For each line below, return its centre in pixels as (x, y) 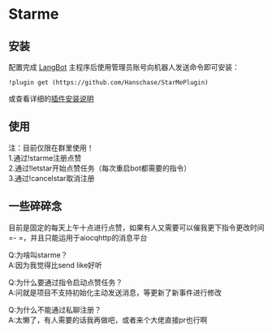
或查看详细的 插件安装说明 (51, 99)
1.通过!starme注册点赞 (45, 158)
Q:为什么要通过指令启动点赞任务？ (66, 282)
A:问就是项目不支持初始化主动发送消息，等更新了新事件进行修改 (115, 292)
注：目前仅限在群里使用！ (51, 148)
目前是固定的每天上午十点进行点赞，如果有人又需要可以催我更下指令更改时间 (136, 227)
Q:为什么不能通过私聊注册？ (55, 309)
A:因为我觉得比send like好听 (56, 265)
